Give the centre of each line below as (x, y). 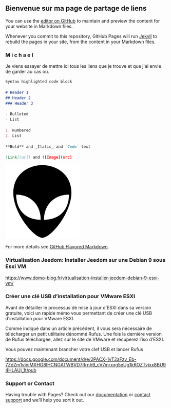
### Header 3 (19, 103)
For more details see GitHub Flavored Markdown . (57, 247)
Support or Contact (30, 383)
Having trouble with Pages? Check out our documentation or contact (78, 395)
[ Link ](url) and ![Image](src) (39, 158)
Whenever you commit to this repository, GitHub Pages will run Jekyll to (81, 36)
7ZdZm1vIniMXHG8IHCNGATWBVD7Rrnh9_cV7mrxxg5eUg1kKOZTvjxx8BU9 (85, 364)
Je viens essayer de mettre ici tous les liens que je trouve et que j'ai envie (83, 66)
